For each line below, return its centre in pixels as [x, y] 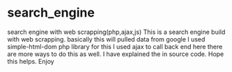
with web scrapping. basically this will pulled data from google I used [106, 39]
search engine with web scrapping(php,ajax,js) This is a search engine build [116, 32]
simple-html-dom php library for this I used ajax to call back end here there [115, 46]
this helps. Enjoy [31, 61]
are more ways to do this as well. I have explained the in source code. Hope [116, 54]
